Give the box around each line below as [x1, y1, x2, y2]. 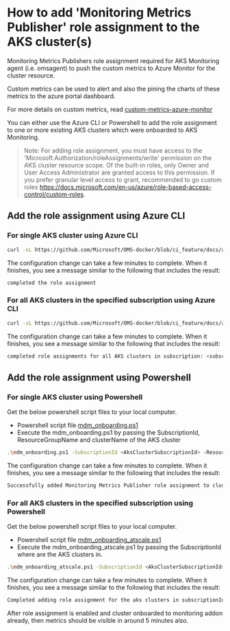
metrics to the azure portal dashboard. [7, 91, 116, 100]
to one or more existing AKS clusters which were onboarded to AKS [7, 126, 198, 134]
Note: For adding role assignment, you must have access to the [23, 146, 203, 154]
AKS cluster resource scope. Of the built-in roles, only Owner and [23, 161, 209, 169]
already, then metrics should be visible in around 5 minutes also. [7, 616, 189, 624]
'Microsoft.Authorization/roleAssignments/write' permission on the [23, 153, 212, 162]
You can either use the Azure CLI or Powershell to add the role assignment [7, 118, 217, 126]
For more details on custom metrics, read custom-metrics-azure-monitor [7, 105, 213, 113]
